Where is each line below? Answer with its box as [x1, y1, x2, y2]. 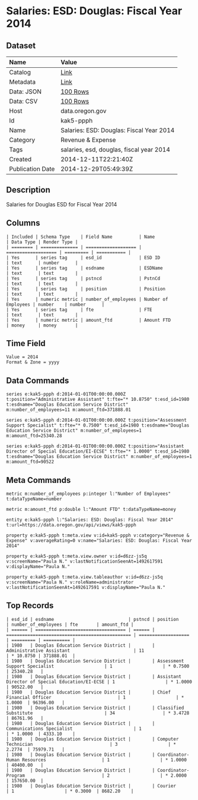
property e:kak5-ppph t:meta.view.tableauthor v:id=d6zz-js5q [6, 574, 163, 581]
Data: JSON [9, 87, 42, 96]
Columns [6, 218, 40, 228]
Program [6, 772, 25, 779]
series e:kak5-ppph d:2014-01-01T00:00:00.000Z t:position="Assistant [6, 443, 184, 450]
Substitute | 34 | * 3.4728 [6, 710, 190, 716]
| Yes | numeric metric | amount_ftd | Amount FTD [6, 317, 171, 323]
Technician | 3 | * [6, 741, 177, 747]
